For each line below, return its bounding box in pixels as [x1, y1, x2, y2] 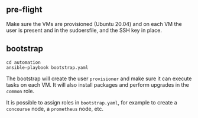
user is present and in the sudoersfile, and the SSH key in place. [6, 27, 163, 34]
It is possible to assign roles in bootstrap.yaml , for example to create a [6, 99, 177, 106]
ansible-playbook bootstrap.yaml [6, 64, 89, 70]
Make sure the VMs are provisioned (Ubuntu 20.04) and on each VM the [6, 20, 182, 27]
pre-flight [6, 5, 43, 15]
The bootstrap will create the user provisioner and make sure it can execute [6, 75, 192, 82]
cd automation [6, 59, 41, 65]
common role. [6, 87, 34, 94]
